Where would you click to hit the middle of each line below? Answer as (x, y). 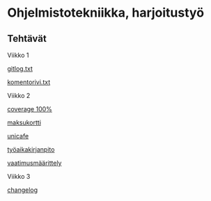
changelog (23, 190)
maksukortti (24, 122)
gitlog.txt (20, 69)
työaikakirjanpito (31, 150)
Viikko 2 (19, 96)
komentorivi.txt (29, 82)
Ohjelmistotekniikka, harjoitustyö (105, 13)
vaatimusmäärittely (34, 163)
